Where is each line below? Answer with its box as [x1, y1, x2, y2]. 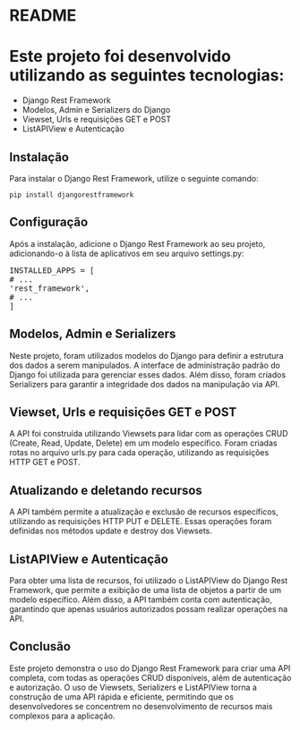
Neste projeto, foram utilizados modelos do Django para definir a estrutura [9, 350, 284, 361]
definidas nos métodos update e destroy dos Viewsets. [9, 525, 213, 537]
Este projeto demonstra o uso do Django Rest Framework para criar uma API [9, 663, 291, 674]
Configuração [9, 215, 89, 230]
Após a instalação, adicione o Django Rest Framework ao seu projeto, [9, 238, 266, 249]
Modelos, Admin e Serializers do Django [21, 105, 171, 115]
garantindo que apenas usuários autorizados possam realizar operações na [9, 604, 288, 614]
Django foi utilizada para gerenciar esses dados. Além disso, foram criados [9, 369, 287, 380]
